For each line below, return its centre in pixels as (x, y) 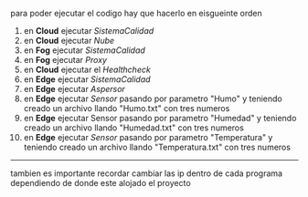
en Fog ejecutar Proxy (65, 60)
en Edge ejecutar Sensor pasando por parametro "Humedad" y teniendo (160, 118)
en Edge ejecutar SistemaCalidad (87, 79)
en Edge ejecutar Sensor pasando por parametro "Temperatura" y (148, 137)
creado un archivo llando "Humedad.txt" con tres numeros (134, 128)
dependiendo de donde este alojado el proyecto (101, 183)
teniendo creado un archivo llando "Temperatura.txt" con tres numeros (157, 147)
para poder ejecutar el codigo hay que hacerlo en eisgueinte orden (137, 13)
